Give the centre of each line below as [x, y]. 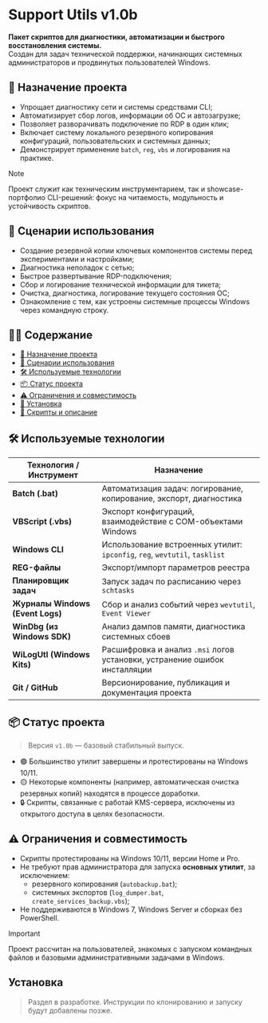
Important [24, 933]
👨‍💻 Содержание [51, 335]
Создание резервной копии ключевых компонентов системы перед [136, 251]
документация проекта [147, 692]
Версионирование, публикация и [166, 683]
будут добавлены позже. [70, 1010]
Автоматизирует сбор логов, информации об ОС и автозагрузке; [130, 115]
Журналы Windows [51, 604]
